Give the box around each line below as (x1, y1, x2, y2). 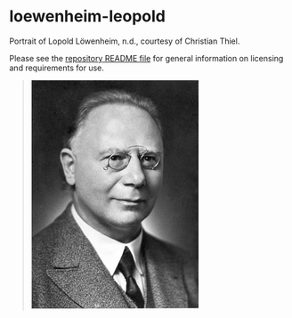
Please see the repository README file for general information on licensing (9, 53, 284, 63)
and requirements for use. (9, 62, 104, 73)
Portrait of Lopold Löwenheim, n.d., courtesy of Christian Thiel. (9, 36, 240, 46)
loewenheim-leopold (9, 6, 166, 27)
